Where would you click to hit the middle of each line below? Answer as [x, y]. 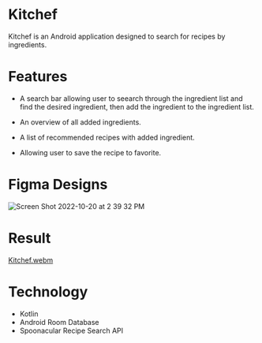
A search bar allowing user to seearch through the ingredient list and [131, 98]
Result [30, 238]
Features [38, 77]
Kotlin [29, 314]
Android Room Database [60, 322]
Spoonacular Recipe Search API [71, 330]
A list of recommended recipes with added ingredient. [107, 137]
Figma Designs [58, 185]
